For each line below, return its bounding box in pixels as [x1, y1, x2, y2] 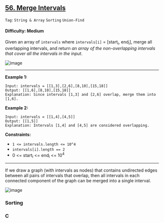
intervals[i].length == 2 [12, 147, 65, 152]
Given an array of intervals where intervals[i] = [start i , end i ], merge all [5, 39, 152, 46]
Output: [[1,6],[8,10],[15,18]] [5, 88, 71, 92]
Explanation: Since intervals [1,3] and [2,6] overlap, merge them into [5, 92, 156, 97]
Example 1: [5, 74, 28, 80]
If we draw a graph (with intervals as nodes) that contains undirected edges [5, 167, 158, 173]
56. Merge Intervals [5, 4, 66, 12]
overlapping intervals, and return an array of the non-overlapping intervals [5, 45, 155, 51]
